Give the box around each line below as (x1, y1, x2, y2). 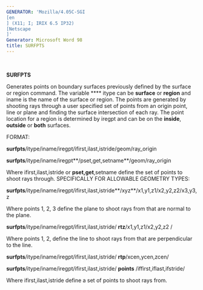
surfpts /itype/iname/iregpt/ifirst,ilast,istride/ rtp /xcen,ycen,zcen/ (6, 253, 169, 260)
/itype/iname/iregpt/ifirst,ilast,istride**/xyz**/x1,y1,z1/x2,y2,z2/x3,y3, (25, 186, 197, 194)
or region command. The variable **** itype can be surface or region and (6, 89, 191, 96)
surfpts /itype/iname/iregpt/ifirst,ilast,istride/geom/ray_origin (6, 145, 157, 152)
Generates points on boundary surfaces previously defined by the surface (6, 83, 191, 90)
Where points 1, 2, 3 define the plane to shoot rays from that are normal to (6, 204, 191, 212)
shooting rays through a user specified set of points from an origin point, (6, 102, 188, 109)
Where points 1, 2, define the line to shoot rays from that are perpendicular (6, 235, 193, 242)
